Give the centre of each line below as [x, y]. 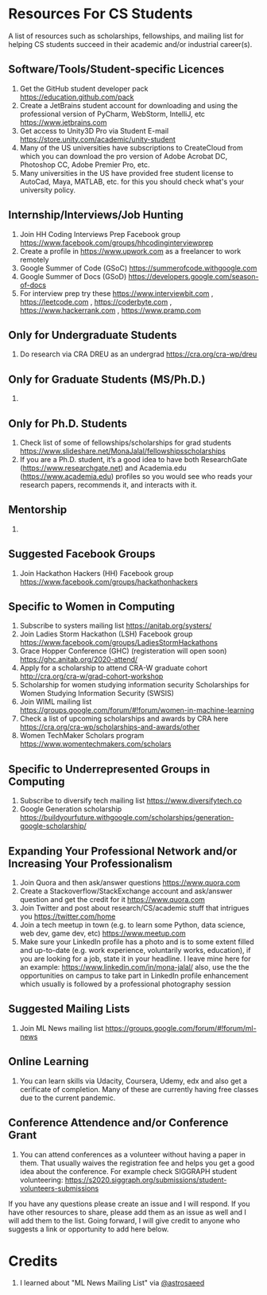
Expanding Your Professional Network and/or [123, 851]
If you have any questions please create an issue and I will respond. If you [129, 1204]
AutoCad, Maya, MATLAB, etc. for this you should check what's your [132, 181]
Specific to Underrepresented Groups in [109, 769]
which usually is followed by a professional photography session [125, 984]
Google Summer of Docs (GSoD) [73, 276]
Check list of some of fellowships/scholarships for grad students [126, 443]
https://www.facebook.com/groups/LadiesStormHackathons [119, 643]
